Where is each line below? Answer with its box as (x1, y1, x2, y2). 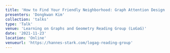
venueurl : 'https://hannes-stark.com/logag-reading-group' (5, 40, 133, 45)
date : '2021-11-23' (5, 31, 47, 36)
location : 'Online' (5, 36, 47, 41)
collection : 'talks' (5, 17, 49, 22)
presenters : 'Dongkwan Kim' (5, 12, 65, 17)
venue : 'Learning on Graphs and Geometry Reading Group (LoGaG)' (5, 26, 147, 31)
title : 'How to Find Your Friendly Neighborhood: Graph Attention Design (5, 7, 165, 13)
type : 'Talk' (5, 21, 33, 27)
